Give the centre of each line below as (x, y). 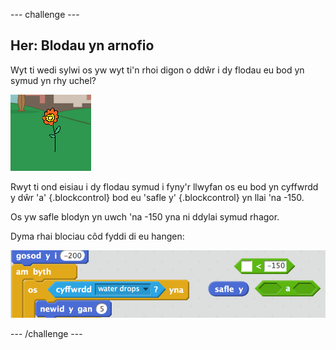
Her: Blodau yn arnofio (82, 45)
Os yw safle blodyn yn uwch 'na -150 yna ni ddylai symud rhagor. (145, 216)
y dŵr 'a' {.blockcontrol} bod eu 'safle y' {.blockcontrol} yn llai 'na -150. (157, 197)
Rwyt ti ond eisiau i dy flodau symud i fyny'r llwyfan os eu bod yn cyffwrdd (164, 186)
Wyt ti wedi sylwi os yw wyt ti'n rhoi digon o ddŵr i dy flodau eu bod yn (157, 70)
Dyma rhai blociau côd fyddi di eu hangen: (97, 236)
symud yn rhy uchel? (53, 80)
